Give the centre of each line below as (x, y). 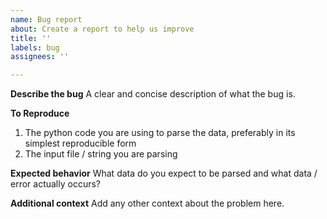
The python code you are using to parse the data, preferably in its (160, 133)
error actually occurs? (56, 184)
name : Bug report (46, 19)
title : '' (31, 38)
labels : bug (35, 47)
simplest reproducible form (80, 143)
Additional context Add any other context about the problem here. (147, 203)
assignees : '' (40, 57)
